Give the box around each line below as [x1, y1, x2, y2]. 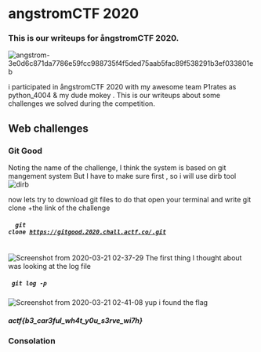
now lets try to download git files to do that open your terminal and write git [8, 195, 252, 205]
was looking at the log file [8, 262, 92, 271]
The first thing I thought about [145, 253, 242, 263]
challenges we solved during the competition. [8, 99, 155, 108]
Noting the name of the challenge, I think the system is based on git [8, 163, 227, 172]
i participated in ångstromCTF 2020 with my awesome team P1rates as [8, 82, 237, 92]
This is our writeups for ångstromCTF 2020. [8, 33, 179, 44]
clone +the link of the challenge [8, 203, 111, 212]
